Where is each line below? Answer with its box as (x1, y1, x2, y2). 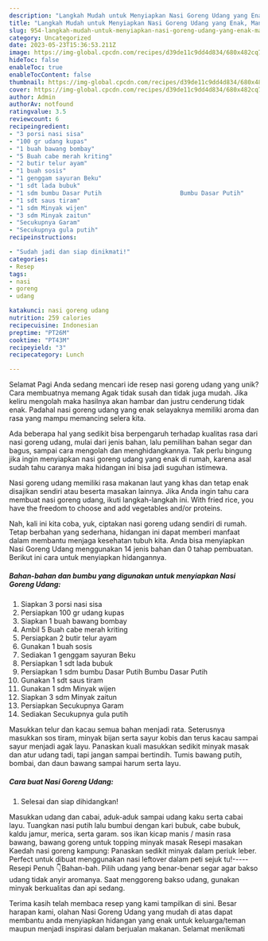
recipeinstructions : (9, 234, 78, 242)
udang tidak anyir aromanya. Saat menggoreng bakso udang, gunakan (9, 875, 239, 885)
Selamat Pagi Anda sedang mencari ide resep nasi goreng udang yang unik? (9, 379, 259, 390)
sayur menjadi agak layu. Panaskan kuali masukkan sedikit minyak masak (9, 741, 250, 752)
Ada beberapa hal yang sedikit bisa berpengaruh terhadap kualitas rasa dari (9, 429, 258, 438)
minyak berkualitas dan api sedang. (9, 884, 126, 893)
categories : (9, 255, 49, 263)
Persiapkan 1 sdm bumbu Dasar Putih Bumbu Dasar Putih (20, 667, 208, 677)
